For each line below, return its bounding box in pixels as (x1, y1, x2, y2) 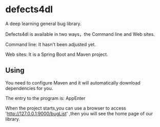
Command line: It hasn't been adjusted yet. (5, 41, 96, 47)
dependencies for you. (5, 85, 53, 91)
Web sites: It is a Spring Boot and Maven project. (5, 51, 109, 57)
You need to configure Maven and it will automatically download (5, 79, 141, 86)
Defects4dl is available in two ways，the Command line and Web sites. (5, 31, 155, 37)
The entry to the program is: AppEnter (5, 95, 86, 101)
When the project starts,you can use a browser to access (5, 105, 127, 111)
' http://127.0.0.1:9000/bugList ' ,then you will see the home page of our (5, 110, 153, 116)
